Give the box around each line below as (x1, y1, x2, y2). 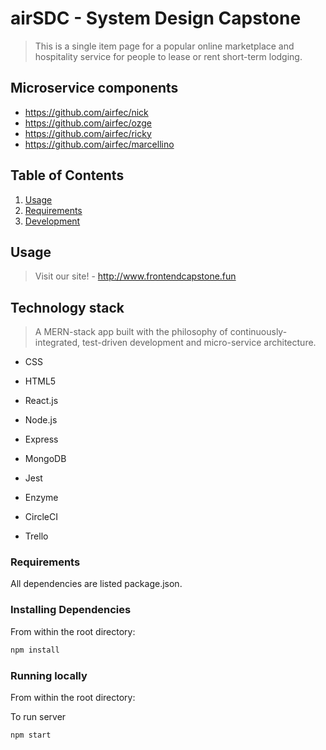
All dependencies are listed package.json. (10, 578, 183, 590)
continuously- (229, 326, 288, 338)
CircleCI (24, 511, 58, 523)
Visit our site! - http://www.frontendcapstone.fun (34, 270, 237, 282)
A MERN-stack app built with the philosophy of (34, 326, 228, 338)
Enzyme (24, 492, 59, 504)
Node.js (24, 414, 58, 426)
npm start (10, 730, 52, 740)
